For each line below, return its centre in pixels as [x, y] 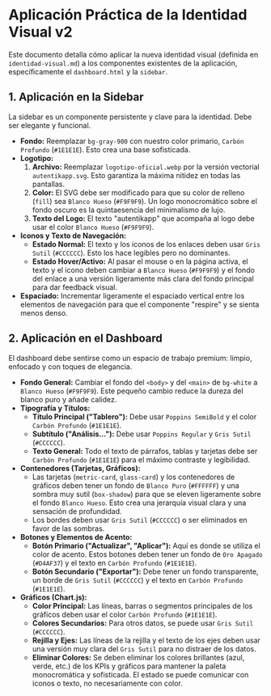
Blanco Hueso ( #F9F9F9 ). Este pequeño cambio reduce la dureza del [132, 391]
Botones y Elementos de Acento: [76, 537]
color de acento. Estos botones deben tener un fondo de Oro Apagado [147, 554]
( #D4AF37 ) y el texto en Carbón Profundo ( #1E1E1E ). [114, 562]
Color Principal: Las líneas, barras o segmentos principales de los [142, 605]
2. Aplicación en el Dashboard [86, 339]
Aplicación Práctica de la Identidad [128, 15]
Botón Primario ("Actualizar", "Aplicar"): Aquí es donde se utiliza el [146, 545]
